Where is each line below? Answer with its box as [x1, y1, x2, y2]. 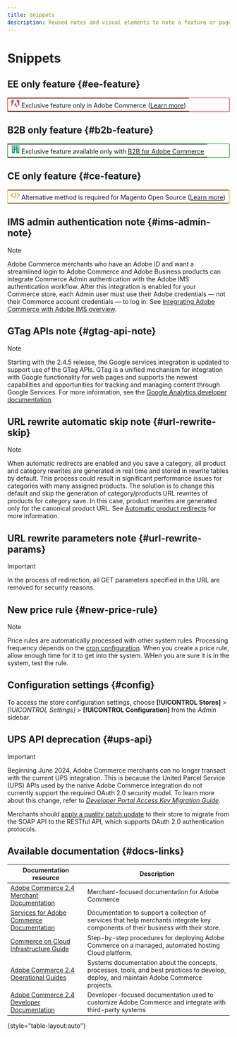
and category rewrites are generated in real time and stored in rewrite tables [7, 467, 229, 475]
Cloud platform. [87, 948, 133, 957]
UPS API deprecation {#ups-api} [7, 734, 153, 746]
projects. [87, 980, 113, 989]
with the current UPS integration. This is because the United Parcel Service [7, 773, 226, 782]
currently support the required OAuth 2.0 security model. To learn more [7, 788, 215, 797]
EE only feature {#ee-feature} [7, 78, 141, 90]
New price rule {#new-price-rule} [7, 604, 159, 616]
